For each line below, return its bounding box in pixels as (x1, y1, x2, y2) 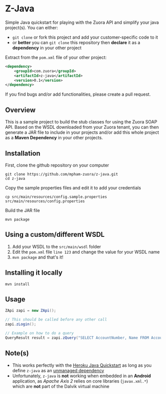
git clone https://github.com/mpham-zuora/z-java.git (5, 171, 119, 176)
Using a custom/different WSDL (5, 230, 105, 239)
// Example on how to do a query (5, 331, 74, 336)
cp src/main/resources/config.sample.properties (5, 194, 107, 199)
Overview (5, 106, 36, 114)
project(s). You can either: (5, 24, 58, 30)
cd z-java (5, 176, 26, 181)
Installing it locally (5, 269, 63, 277)
